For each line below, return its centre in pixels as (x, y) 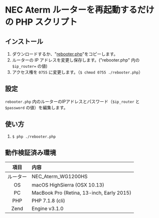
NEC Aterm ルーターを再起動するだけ (80, 10)
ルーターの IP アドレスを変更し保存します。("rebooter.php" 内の (76, 60)
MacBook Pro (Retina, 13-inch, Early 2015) (82, 193)
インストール (24, 41)
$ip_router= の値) (30, 66)
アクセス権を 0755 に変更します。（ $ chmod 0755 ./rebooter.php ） (77, 72)
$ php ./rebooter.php (34, 137)
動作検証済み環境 (31, 153)
